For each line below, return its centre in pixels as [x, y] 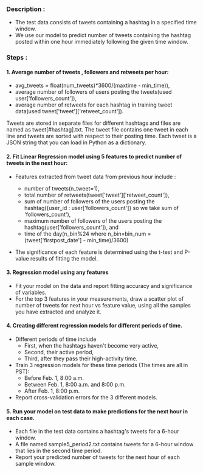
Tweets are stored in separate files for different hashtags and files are [94, 123]
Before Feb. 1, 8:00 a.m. [54, 378]
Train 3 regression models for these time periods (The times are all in [101, 365]
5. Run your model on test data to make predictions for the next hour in [97, 411]
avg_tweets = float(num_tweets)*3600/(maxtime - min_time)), [92, 86]
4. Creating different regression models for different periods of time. [94, 326]
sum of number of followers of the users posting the [89, 201]
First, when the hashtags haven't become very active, [91, 346]
